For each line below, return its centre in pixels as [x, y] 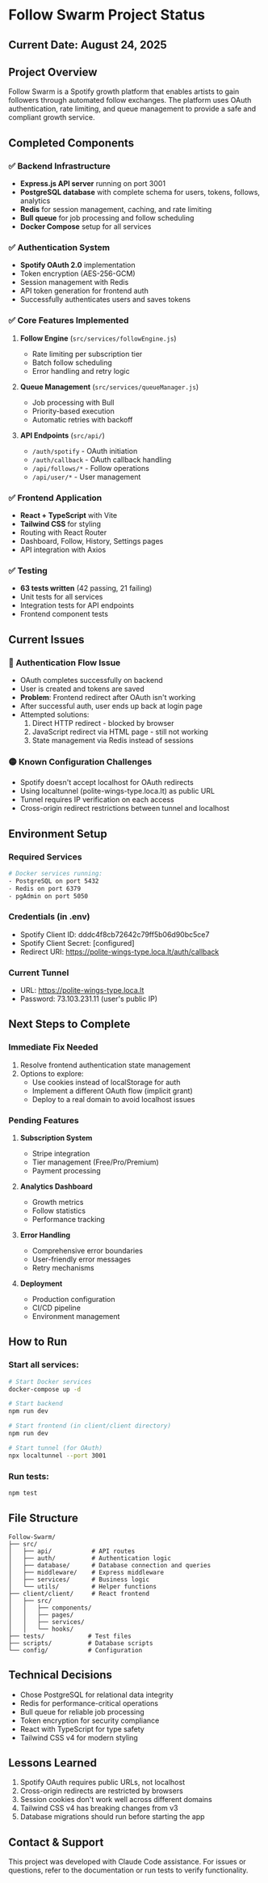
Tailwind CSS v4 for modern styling [79, 1737]
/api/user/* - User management [86, 477]
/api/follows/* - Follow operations [90, 468]
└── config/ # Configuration [75, 1650]
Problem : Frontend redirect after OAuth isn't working [108, 697]
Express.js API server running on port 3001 [93, 184]
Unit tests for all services [61, 597]
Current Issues [46, 640]
